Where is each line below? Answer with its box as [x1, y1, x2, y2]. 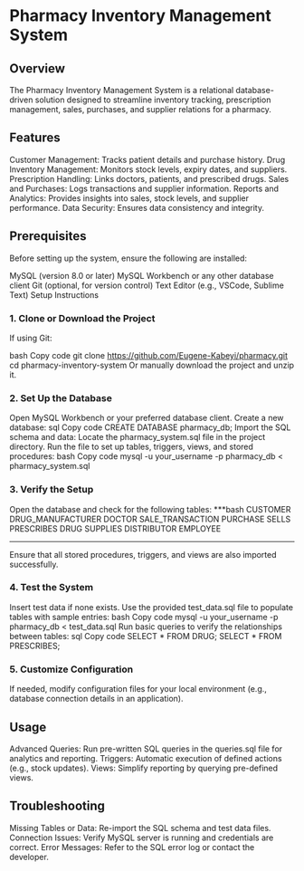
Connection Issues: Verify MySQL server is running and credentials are [9, 832, 274, 843]
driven [9, 94, 33, 105]
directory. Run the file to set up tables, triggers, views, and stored [9, 441, 253, 453]
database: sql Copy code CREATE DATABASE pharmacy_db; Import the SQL [9, 422, 291, 433]
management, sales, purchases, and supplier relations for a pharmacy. [9, 104, 271, 114]
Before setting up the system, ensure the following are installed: [9, 253, 247, 263]
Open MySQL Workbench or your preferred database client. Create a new [9, 413, 284, 424]
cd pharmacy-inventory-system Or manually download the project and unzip [9, 359, 295, 370]
